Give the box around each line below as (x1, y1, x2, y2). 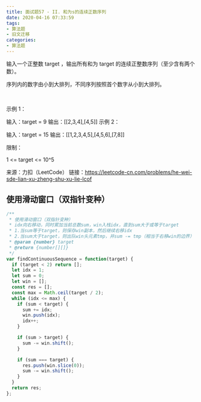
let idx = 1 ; (11, 267, 45, 273)
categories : (6, 37, 36, 43)
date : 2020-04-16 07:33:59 (6, 15, 74, 21)
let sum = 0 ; (11, 273, 45, 279)
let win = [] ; (11, 278, 47, 285)
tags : (6, 20, 20, 26)
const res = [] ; (11, 284, 53, 290)
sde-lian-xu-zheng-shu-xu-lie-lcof (6, 175, 92, 183)
